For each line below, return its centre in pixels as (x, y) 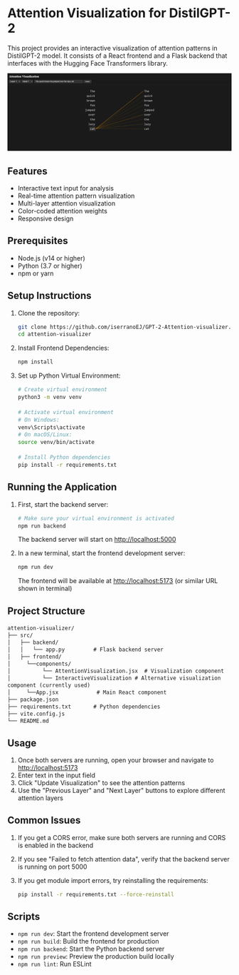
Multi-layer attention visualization (67, 203)
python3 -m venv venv (50, 398)
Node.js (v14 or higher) (51, 258)
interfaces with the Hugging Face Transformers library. (88, 63)
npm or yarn (36, 273)
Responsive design (46, 218)
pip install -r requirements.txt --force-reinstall (96, 894)
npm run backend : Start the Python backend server (91, 949)
